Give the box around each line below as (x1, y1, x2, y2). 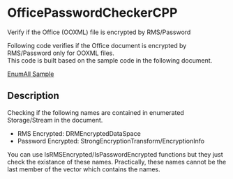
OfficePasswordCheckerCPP (7, 5, 178, 21)
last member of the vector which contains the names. (7, 165, 160, 173)
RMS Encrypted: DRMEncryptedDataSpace (17, 129, 141, 137)
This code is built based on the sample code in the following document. (7, 56, 213, 64)
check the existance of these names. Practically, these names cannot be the (7, 157, 227, 166)
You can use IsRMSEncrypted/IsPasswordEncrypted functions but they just (7, 150, 223, 158)
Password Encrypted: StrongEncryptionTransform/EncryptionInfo (17, 137, 204, 145)
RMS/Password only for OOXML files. (7, 49, 115, 57)
